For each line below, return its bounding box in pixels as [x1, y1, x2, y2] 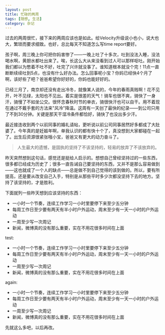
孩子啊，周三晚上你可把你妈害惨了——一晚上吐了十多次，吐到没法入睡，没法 [5, 52, 160, 58]
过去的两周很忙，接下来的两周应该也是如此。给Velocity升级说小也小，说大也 [5, 35, 160, 41]
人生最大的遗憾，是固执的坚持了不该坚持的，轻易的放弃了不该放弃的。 [17, 145, 160, 151]
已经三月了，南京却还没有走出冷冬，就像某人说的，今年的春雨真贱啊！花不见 [5, 87, 160, 92]
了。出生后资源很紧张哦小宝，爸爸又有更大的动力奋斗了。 [5, 134, 121, 140]
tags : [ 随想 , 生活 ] [5, 16, 42, 21]
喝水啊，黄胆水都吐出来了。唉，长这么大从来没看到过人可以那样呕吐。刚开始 [5, 58, 160, 64]
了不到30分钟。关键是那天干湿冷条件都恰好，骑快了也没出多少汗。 [5, 111, 140, 117]
